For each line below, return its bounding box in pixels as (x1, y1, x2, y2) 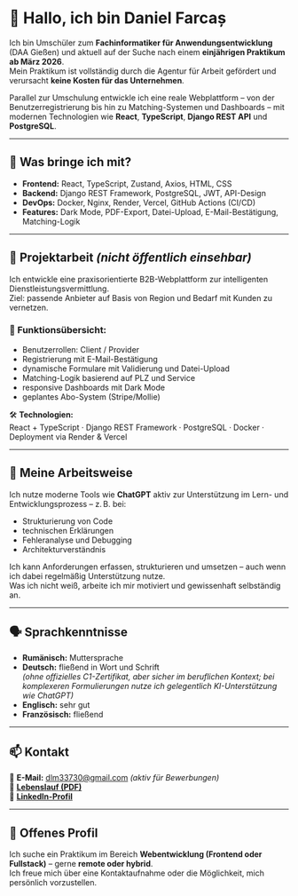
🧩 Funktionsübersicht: (9, 324, 107, 337)
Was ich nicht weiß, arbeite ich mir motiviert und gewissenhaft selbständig (9, 580, 281, 591)
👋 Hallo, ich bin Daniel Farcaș (9, 8, 227, 28)
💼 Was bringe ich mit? (9, 155, 132, 170)
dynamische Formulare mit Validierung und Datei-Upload (21, 363, 231, 374)
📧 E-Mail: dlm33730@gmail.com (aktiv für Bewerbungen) (9, 773, 220, 783)
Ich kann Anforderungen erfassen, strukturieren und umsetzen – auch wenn (9, 561, 286, 572)
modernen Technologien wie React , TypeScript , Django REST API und (9, 111, 268, 122)
